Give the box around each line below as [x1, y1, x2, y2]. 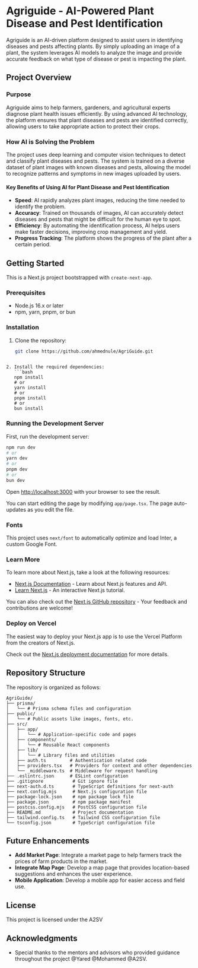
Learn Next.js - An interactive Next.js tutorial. [14, 586, 125, 594]
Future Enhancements [6, 836, 90, 846]
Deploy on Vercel [6, 619, 56, 627]
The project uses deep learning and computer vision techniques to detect [6, 151, 186, 158]
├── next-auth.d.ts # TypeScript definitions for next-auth [6, 783, 174, 789]
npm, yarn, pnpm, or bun [14, 309, 76, 316]
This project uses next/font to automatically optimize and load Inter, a [6, 534, 177, 541]
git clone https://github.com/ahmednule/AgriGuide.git [14, 348, 154, 354]
